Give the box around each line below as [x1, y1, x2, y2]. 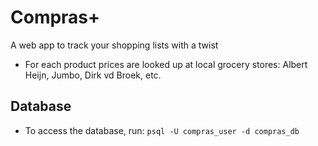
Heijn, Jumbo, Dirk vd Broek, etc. [24, 69, 162, 81]
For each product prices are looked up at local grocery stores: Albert [24, 58, 308, 70]
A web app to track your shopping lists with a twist [10, 39, 219, 51]
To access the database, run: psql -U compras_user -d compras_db [24, 124, 300, 136]
